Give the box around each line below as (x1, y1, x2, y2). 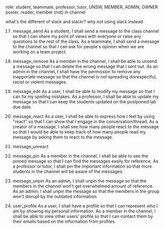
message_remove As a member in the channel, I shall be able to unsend (12, 58, 158, 64)
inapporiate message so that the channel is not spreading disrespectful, (12, 74, 157, 79)
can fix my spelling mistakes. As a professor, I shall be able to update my (12, 94, 159, 99)
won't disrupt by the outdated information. (12, 193, 98, 199)
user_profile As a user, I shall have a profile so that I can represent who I (12, 203, 158, 209)
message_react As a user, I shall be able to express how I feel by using (12, 114, 155, 119)
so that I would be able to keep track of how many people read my (12, 129, 146, 134)
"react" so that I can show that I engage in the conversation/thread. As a (12, 119, 158, 124)
